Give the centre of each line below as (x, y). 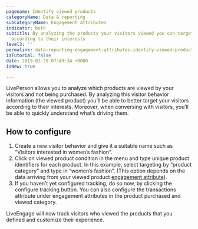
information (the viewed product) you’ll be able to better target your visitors (98, 101)
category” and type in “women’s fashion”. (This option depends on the (100, 171)
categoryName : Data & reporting (46, 17)
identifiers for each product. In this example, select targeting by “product (103, 165)
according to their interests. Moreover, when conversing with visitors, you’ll (97, 107)
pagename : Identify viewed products (51, 11)
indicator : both (26, 28)
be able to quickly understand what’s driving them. (67, 113)
